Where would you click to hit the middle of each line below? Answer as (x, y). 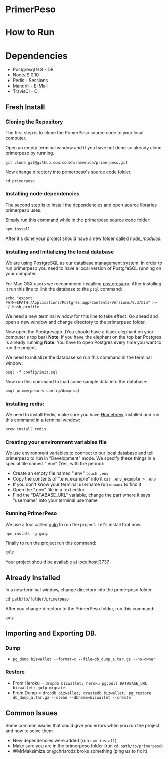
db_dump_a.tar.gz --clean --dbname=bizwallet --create (72, 698)
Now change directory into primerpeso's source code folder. (68, 172)
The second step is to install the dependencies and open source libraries (81, 205)
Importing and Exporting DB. (51, 633)
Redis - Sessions (30, 81)
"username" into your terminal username (55, 500)
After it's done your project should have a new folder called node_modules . (83, 238)
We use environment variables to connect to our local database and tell (79, 453)
